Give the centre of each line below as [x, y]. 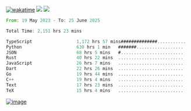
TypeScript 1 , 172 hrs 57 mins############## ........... [96, 41]
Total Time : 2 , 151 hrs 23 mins [44, 31]
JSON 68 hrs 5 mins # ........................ [95, 53]
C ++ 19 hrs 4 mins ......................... [95, 79]
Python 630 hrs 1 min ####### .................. [95, 47]
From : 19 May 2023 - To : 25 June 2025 [53, 20]
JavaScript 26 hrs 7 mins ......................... [95, 63]
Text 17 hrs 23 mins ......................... [95, 85]
